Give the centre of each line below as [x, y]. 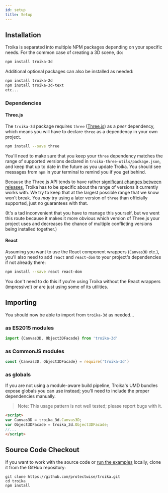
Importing [21, 303]
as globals [18, 374]
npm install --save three [32, 146]
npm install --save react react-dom [44, 272]
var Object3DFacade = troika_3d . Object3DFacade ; [57, 425]
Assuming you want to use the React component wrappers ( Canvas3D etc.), [82, 252]
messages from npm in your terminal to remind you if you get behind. [76, 172]
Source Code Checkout [42, 450]
